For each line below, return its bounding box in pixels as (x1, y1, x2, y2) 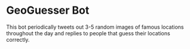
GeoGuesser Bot (6, 4, 90, 17)
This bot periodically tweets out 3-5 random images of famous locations (6, 23, 184, 30)
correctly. (6, 36, 30, 43)
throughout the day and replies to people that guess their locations (6, 29, 170, 36)
